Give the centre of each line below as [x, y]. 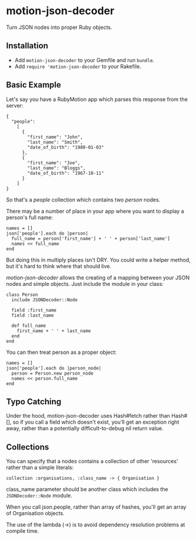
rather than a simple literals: [40, 467]
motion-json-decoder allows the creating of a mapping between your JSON [98, 277]
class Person [22, 295]
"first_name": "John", [55, 137]
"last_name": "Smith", [55, 142]
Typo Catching [34, 401]
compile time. [23, 531]
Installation [27, 46]
